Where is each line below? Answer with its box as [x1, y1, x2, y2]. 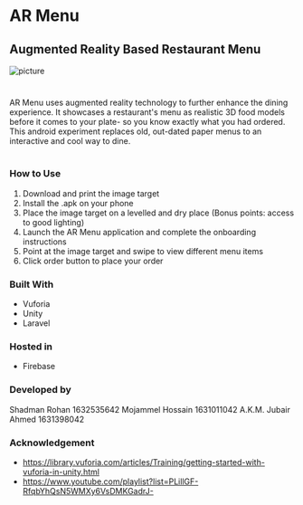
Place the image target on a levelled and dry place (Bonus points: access [22, 207, 295, 218]
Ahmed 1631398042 [9, 414, 84, 424]
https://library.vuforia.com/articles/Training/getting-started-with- [22, 456, 265, 467]
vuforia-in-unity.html [22, 466, 99, 477]
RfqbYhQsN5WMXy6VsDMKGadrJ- [22, 485, 154, 496]
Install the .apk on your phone [22, 197, 134, 208]
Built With [9, 278, 54, 291]
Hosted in [9, 340, 52, 353]
